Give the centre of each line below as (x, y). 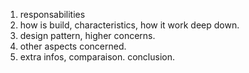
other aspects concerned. (73, 46)
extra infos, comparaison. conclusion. (97, 57)
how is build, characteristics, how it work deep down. (129, 25)
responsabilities (52, 14)
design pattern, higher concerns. (87, 35)
